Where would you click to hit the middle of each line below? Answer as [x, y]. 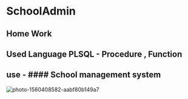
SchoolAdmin [41, 11]
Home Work [29, 34]
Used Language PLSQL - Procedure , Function [94, 54]
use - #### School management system [84, 75]
